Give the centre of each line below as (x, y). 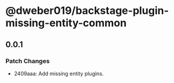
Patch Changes (28, 61)
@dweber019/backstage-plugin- (87, 11)
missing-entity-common (66, 23)
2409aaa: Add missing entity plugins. (59, 73)
